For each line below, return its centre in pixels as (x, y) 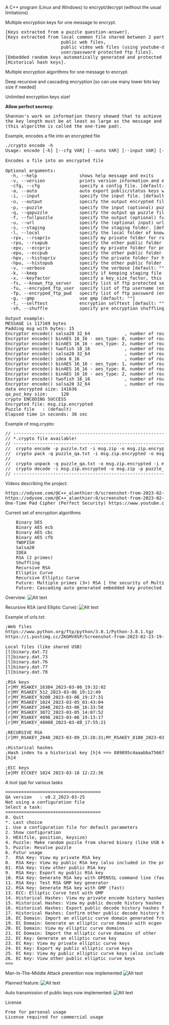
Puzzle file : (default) (38, 409)
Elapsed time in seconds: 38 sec (47, 414)
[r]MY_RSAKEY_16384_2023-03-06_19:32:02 (56, 687)
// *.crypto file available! (41, 438)
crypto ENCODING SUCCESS (36, 399)
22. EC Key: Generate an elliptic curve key (61, 938)
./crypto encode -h (29, 145)
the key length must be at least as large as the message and (83, 121)
